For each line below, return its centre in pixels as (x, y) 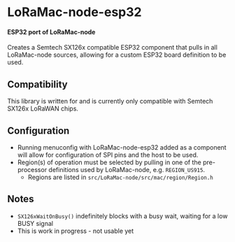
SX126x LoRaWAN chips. (43, 108)
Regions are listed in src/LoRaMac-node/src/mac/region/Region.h (120, 177)
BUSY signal (35, 223)
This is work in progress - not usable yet (76, 231)
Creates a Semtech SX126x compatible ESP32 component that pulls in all (113, 48)
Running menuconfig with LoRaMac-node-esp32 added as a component (122, 148)
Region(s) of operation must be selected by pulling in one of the (109, 162)
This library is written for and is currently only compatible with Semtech (110, 101)
